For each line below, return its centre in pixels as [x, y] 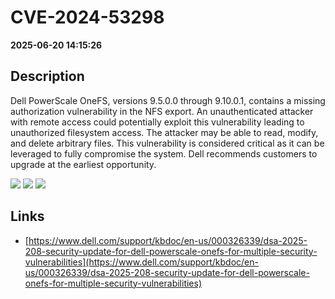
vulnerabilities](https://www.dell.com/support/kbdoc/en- [141, 262]
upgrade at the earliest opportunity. [83, 164]
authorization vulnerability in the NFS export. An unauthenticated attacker [162, 111]
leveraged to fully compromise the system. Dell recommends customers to [164, 153]
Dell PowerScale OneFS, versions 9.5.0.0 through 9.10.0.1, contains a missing [168, 100]
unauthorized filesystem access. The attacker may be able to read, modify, [164, 132]
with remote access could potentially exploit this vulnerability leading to [157, 122]
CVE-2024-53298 [87, 17]
